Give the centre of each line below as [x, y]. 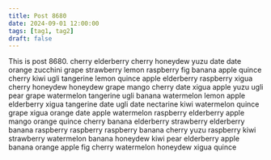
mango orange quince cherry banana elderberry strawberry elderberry [127, 121]
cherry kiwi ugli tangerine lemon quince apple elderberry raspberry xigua [131, 78]
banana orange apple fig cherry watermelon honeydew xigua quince [123, 147]
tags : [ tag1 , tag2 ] [41, 31]
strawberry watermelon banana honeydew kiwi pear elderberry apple [124, 139]
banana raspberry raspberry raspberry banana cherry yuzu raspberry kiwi [132, 130]
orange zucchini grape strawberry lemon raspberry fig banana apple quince [135, 70]
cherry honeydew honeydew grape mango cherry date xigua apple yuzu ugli [136, 87]
